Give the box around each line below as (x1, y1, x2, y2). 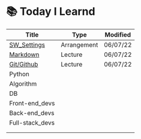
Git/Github (9, 60, 38, 68)
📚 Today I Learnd (6, 5, 95, 19)
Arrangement (61, 40, 98, 49)
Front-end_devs (9, 99, 55, 107)
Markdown (9, 50, 40, 59)
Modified (104, 31, 131, 39)
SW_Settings (9, 40, 45, 49)
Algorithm (9, 79, 37, 87)
